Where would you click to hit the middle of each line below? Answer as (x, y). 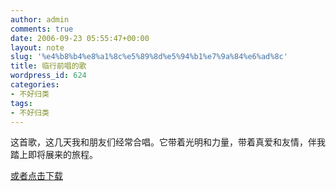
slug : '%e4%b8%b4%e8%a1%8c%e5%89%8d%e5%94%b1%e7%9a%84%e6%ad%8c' (149, 57)
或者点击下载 (36, 176)
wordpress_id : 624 (48, 76)
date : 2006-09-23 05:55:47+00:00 (80, 38)
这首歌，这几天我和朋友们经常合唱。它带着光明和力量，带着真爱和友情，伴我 (168, 142)
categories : (35, 85)
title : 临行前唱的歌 (48, 66)
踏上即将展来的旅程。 (54, 155)
